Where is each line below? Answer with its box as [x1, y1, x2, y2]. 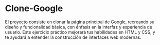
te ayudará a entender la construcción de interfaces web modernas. [5, 34, 142, 40]
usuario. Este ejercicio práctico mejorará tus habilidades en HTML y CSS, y [5, 29, 156, 35]
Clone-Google [5, 3, 63, 14]
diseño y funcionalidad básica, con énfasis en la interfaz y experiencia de [5, 24, 152, 30]
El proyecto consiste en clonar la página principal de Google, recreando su [5, 19, 155, 25]
